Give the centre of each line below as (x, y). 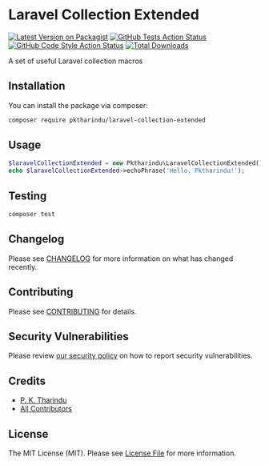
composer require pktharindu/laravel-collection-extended (107, 120)
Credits (27, 381)
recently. (23, 267)
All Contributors (46, 409)
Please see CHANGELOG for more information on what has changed (121, 259)
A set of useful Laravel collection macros (76, 61)
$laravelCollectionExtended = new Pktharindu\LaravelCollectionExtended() (136, 163)
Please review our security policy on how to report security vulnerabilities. (130, 356)
